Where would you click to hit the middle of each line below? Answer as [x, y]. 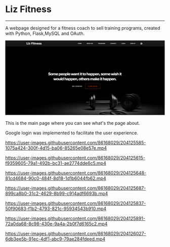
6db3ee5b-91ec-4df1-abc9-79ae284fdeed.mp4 [55, 239]
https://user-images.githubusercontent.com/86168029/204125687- [76, 188]
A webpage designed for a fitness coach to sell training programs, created [83, 28]
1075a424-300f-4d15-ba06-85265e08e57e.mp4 [56, 148]
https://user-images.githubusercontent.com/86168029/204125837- [76, 203]
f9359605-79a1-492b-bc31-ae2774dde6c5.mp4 [56, 163]
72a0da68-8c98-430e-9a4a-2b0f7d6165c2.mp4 [56, 224]
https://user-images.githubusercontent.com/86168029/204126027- [76, 233]
